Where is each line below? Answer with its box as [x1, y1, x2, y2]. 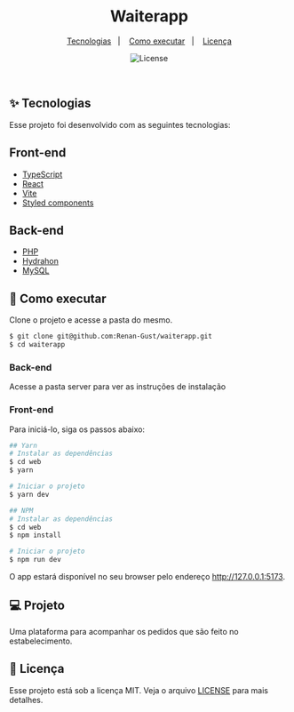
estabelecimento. [9, 636, 73, 646]
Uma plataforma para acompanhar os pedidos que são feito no [9, 626, 239, 636]
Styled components [21, 197, 94, 208]
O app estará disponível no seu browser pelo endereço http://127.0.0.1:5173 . [9, 572, 286, 582]
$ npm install [9, 531, 62, 540]
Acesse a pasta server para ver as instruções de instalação [9, 381, 226, 392]
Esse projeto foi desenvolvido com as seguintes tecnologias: [9, 119, 231, 130]
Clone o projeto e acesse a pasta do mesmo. [9, 315, 173, 325]
